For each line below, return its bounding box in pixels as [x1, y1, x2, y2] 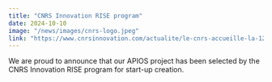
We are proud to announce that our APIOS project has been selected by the [8, 56, 261, 66]
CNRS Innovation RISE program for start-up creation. [8, 65, 185, 75]
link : [8, 34, 27, 43]
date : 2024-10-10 [8, 19, 67, 27]
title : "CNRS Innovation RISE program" [8, 11, 143, 20]
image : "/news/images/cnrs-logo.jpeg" [8, 27, 139, 35]
